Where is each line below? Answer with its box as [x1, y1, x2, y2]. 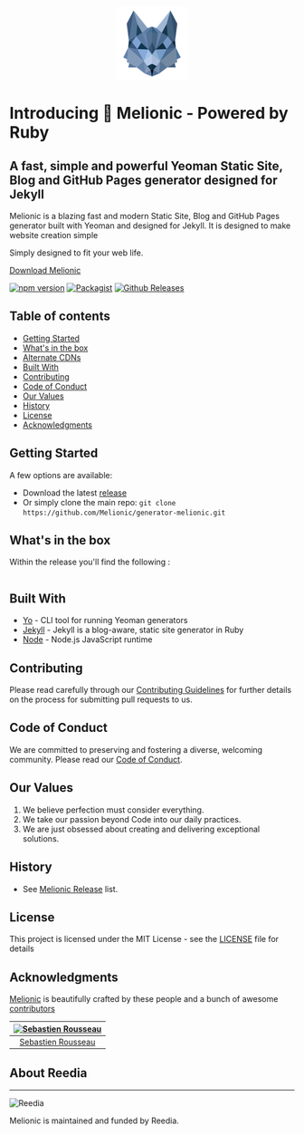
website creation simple [9, 230, 99, 240]
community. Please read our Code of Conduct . [9, 754, 183, 765]
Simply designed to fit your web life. [9, 247, 144, 258]
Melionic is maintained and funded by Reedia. [9, 1115, 179, 1126]
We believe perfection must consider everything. [22, 804, 204, 815]
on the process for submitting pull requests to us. [9, 694, 193, 705]
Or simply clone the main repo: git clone [22, 496, 176, 507]
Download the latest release [22, 487, 128, 498]
